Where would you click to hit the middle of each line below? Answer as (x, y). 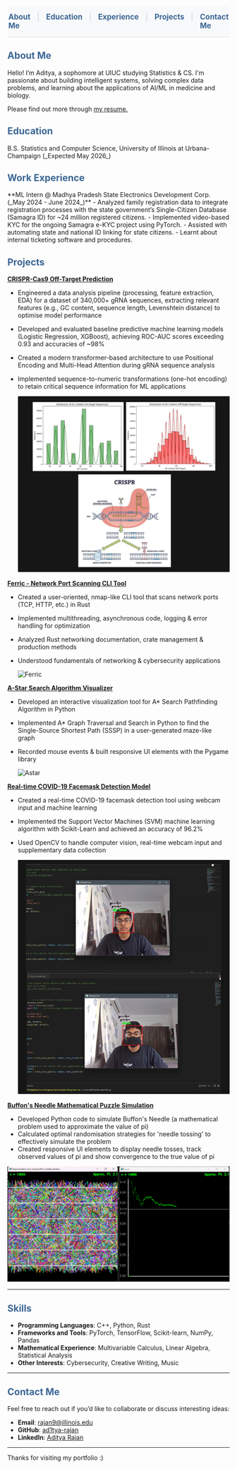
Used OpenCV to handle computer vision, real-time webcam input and (120, 843)
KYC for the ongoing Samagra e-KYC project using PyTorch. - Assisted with (117, 225)
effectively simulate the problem (64, 1142)
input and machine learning (57, 808)
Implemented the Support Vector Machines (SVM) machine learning (116, 822)
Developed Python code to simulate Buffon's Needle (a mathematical (118, 1119)
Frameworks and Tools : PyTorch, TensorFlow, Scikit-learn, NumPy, (115, 1333)
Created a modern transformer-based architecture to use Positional (115, 358)
